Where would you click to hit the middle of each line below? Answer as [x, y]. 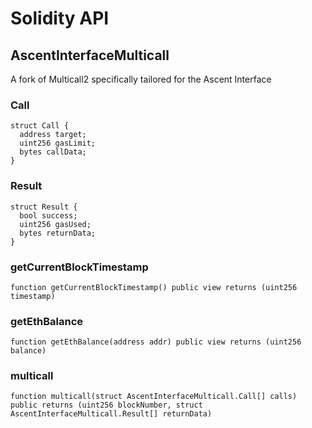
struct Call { [40, 126]
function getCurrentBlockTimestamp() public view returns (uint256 [154, 287]
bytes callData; [53, 152]
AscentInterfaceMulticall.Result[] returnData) [111, 414]
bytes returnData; [58, 233]
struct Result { [44, 207]
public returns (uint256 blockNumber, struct [106, 405]
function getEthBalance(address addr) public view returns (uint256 [156, 342]
